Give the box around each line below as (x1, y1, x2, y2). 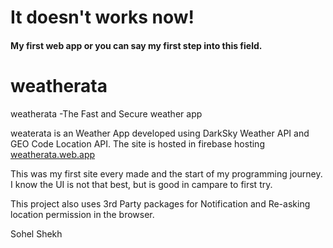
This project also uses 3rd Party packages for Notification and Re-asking (10, 197, 311, 210)
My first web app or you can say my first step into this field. (10, 39, 263, 51)
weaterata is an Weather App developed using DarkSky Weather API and (10, 127, 310, 139)
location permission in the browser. (10, 208, 155, 220)
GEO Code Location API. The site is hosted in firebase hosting (10, 137, 265, 150)
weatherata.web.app (10, 148, 96, 160)
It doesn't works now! (10, 6, 195, 29)
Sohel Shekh (10, 227, 63, 240)
